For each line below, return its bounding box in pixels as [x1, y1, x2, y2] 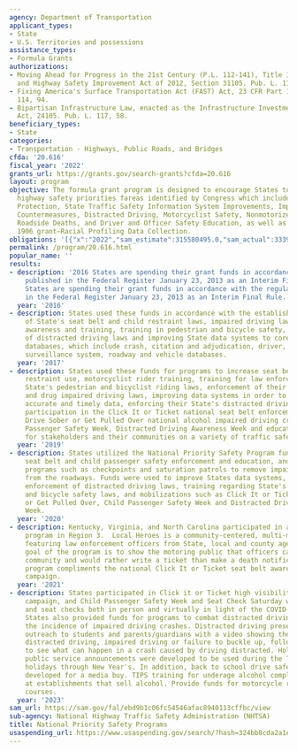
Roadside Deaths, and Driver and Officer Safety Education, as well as [17, 218, 287, 227]
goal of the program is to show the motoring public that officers [25, 548, 278, 556]
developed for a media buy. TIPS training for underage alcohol [25, 671, 267, 679]
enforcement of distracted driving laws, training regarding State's [25, 481, 287, 491]
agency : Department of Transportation [9, 12, 152, 22]
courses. [25, 687, 57, 696]
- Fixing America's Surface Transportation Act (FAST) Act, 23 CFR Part [9, 87, 283, 96]
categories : [9, 136, 53, 145]
